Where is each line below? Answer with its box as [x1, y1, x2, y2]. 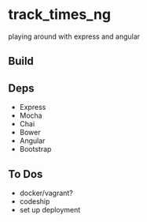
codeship [19, 196, 50, 206]
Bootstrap [19, 145, 52, 154]
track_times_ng [8, 6, 112, 24]
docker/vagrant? [19, 188, 73, 198]
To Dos [8, 167, 43, 181]
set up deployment [19, 205, 81, 214]
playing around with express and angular [8, 32, 140, 41]
